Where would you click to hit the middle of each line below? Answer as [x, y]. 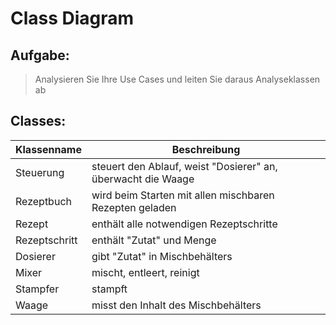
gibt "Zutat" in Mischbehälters [162, 256]
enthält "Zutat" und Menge [154, 240]
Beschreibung [206, 149]
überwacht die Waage [143, 179]
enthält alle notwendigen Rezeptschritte [184, 224]
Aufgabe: [40, 55]
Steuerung [40, 172]
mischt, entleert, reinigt [145, 272]
